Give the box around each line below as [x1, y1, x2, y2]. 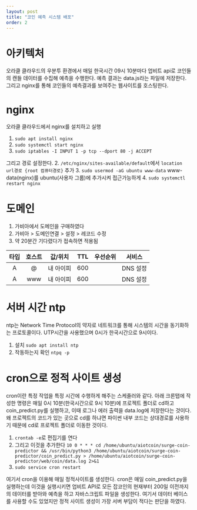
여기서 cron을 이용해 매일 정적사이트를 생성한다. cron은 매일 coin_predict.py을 [6, 476, 188, 483]
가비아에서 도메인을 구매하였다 [14, 223, 84, 230]
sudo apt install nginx [14, 136, 74, 142]
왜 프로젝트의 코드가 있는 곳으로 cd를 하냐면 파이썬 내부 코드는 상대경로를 [6, 414, 174, 421]
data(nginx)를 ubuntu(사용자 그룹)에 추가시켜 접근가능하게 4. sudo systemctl [6, 174, 186, 181]
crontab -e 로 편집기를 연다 [14, 434, 78, 441]
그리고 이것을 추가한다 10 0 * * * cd [14, 442, 101, 449]
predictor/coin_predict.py [14, 454, 81, 459]
